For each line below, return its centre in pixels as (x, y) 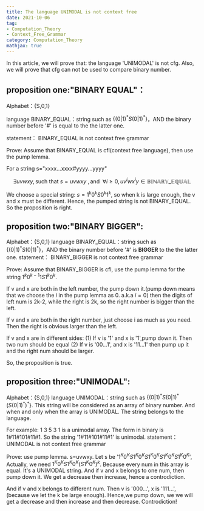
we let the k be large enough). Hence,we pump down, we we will (112, 495)
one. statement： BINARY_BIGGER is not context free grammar (85, 257)
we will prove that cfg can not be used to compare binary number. (89, 69)
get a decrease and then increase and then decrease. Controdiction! (92, 502)
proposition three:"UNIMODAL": (68, 382)
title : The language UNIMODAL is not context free (72, 12)
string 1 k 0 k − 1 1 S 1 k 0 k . (32, 276)
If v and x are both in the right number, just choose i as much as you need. (99, 320)
